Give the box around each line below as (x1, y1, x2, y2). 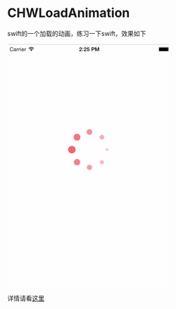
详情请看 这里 (7, 293, 44, 302)
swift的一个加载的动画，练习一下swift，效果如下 (7, 29, 146, 37)
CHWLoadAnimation (7, 5, 130, 21)
